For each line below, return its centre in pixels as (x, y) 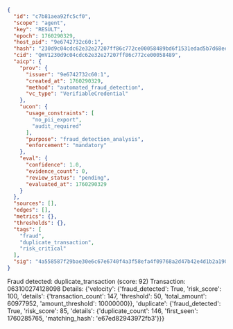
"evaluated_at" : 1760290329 (66, 184)
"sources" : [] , (35, 204)
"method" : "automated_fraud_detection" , (85, 87)
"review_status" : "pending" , (68, 178)
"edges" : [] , (32, 210)
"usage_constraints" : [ (60, 113)
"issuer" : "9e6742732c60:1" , (68, 74)
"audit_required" (57, 126)
